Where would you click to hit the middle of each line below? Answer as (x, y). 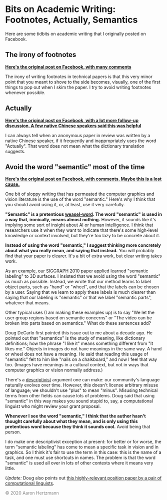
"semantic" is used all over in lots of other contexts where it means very (79, 463)
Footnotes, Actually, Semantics (71, 20)
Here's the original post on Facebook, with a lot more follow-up (72, 120)
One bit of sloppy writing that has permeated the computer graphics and (80, 194)
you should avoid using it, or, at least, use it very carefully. (65, 205)
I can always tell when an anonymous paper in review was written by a (78, 135)
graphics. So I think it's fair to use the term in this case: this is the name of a (83, 452)
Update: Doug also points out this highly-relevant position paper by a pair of (83, 478)
